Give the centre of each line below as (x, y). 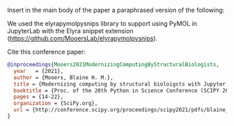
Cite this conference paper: (46, 52)
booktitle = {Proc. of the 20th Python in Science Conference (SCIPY (116, 90)
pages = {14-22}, (39, 97)
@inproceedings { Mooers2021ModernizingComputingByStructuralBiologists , (113, 65)
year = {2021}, (39, 71)
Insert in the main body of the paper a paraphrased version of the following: (116, 10)
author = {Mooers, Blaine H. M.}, (63, 77)
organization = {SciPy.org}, (56, 104)
